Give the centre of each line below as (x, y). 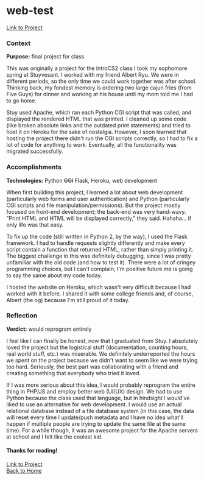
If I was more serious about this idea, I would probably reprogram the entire (101, 385)
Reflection (22, 316)
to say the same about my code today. (54, 275)
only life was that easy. (35, 224)
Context (19, 43)
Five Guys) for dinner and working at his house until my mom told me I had (100, 94)
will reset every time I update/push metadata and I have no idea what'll (95, 417)
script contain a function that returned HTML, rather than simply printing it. (100, 249)
